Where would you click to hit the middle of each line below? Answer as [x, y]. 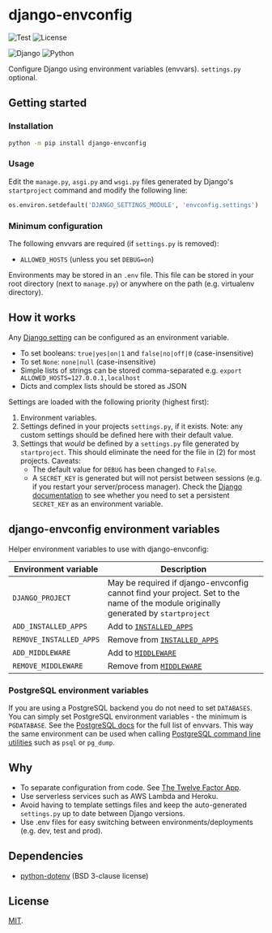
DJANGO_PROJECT [42, 598]
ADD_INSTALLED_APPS [50, 626]
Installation [31, 126]
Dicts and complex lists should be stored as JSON [103, 386]
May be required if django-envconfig [178, 582]
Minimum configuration [56, 226]
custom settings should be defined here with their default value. [127, 434]
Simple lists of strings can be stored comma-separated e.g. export [131, 370]
